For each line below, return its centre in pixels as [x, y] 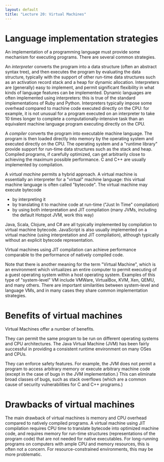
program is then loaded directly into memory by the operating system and [79, 139]
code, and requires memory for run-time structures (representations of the [80, 434]
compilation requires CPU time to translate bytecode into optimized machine [82, 428]
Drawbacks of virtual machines [70, 404]
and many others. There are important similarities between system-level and [82, 285]
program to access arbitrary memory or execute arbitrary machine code [78, 369]
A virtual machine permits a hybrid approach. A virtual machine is [71, 174]
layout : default [22, 10]
